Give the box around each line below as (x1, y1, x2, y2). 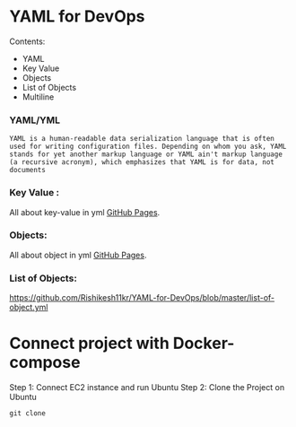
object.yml (9, 302, 48, 313)
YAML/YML (9, 114, 61, 126)
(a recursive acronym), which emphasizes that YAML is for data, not (9, 158, 275, 167)
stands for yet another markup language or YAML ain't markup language (9, 150, 283, 159)
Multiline (22, 91, 55, 102)
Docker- (172, 334, 235, 353)
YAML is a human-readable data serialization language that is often (9, 135, 275, 144)
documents (9, 166, 47, 175)
